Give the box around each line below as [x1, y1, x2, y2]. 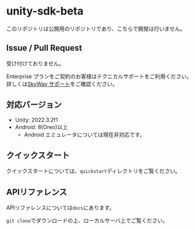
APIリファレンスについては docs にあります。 [6, 204, 115, 211]
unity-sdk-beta [6, 4, 84, 18]
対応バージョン [6, 100, 62, 110]
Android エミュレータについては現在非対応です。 [24, 131, 145, 138]
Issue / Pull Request [6, 43, 83, 53]
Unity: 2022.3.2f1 [14, 116, 59, 123]
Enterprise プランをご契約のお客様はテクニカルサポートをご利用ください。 [6, 73, 192, 80]
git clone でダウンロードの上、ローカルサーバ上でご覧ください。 [6, 217, 168, 225]
